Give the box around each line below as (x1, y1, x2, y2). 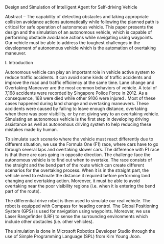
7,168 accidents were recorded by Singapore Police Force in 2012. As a (5, 90, 148, 96)
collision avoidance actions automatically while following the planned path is (5, 19, 159, 25)
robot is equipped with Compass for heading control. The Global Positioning (5, 203, 158, 209)
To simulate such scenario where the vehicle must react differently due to (5, 136, 153, 142)
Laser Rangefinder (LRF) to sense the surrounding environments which (5, 214, 148, 219)
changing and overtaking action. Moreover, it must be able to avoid (5, 178, 140, 184)
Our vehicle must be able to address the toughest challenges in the (5, 40, 141, 46)
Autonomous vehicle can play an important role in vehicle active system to (5, 69, 155, 75)
